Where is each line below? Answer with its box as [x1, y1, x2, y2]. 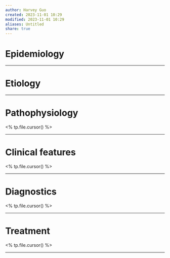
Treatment [5, 225, 51, 237]
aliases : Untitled [5, 21, 44, 27]
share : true [5, 26, 30, 31]
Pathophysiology [5, 107, 78, 119]
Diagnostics [5, 186, 57, 198]
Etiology [5, 78, 41, 89]
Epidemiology [5, 48, 65, 60]
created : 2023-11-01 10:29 [5, 12, 62, 17]
